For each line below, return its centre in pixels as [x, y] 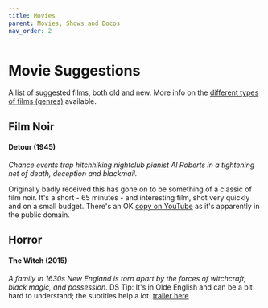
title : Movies [32, 16]
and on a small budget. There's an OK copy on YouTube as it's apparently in [134, 206]
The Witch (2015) [38, 260]
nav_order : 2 [30, 31]
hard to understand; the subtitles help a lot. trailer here [99, 295]
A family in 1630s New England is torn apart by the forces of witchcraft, [128, 278]
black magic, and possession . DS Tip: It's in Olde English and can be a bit [130, 287]
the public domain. [39, 215]
